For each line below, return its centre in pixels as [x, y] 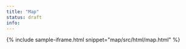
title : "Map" [23, 12]
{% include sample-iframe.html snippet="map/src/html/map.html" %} [93, 40]
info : [13, 23]
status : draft [24, 17]
